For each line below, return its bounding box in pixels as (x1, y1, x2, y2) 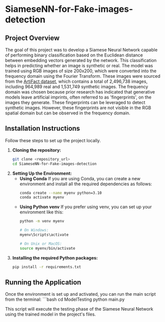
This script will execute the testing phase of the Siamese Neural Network (5, 306, 154, 312)
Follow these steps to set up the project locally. (5, 137, 101, 143)
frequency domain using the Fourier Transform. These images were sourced (5, 73, 161, 79)
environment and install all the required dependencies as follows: (19, 181, 152, 187)
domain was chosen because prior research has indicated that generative (5, 89, 155, 95)
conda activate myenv (19, 195, 64, 200)
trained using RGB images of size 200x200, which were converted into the (5, 68, 157, 74)
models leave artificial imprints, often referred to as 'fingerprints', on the (5, 94, 152, 100)
